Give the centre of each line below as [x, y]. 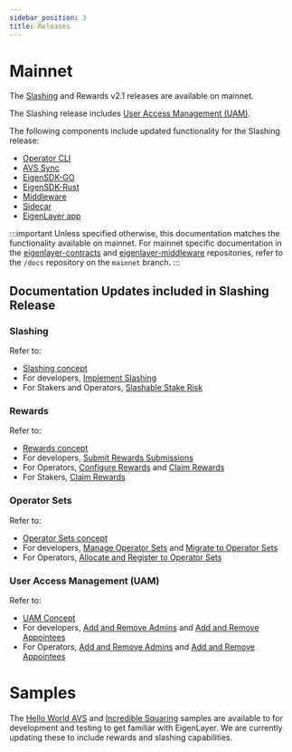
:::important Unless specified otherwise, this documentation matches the [145, 234]
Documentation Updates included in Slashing [139, 291]
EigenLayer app [52, 216]
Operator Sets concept [65, 538]
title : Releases [40, 26]
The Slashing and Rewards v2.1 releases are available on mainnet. [132, 96]
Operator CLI [47, 159]
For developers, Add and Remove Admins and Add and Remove [141, 628]
